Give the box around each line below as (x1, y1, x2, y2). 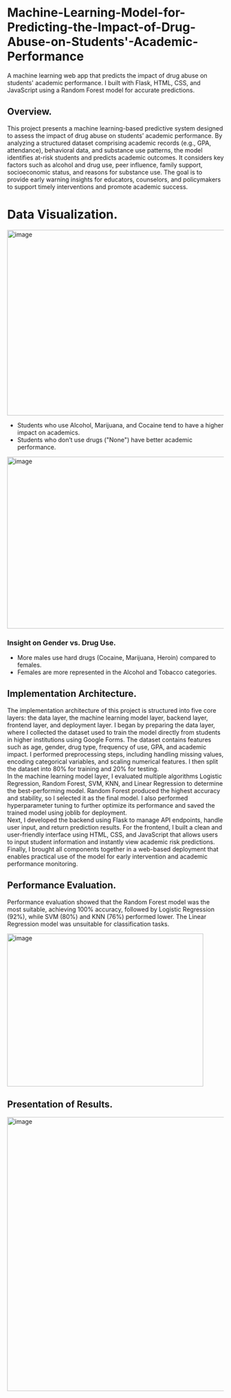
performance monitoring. (7, 859, 78, 867)
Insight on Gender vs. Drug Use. (7, 638, 116, 647)
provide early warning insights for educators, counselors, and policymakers (7, 175, 221, 184)
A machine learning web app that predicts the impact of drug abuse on (7, 71, 208, 80)
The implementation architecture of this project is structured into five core (7, 706, 217, 714)
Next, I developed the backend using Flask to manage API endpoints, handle (7, 816, 223, 824)
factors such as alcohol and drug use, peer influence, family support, (7, 160, 203, 169)
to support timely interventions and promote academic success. (7, 182, 188, 190)
